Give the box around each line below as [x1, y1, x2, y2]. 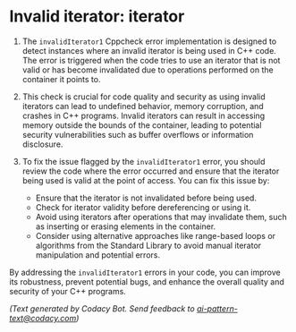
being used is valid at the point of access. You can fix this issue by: [21, 175, 270, 185]
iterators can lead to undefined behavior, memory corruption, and [21, 100, 264, 111]
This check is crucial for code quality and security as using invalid [21, 91, 266, 102]
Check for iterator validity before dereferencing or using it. [35, 201, 251, 212]
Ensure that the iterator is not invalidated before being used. [35, 192, 258, 203]
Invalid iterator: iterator [9, 6, 185, 27]
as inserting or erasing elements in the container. [35, 221, 216, 232]
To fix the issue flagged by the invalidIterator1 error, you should [21, 156, 266, 166]
